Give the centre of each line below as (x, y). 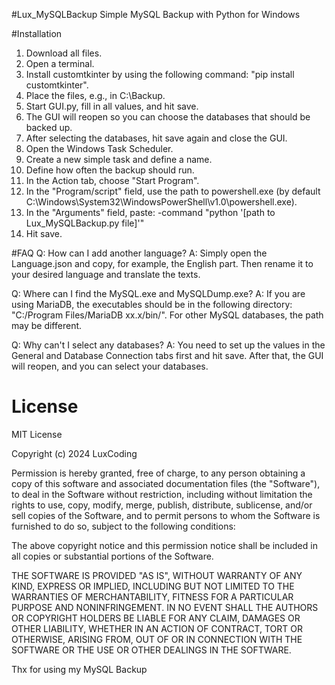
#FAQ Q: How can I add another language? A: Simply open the (139, 253)
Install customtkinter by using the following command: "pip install (160, 74)
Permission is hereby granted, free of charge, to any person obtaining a (158, 473)
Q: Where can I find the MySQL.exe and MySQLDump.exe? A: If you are (158, 293)
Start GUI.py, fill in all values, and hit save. (112, 106)
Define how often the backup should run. (110, 170)
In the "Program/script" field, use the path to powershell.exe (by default (173, 191)
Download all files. (64, 53)
